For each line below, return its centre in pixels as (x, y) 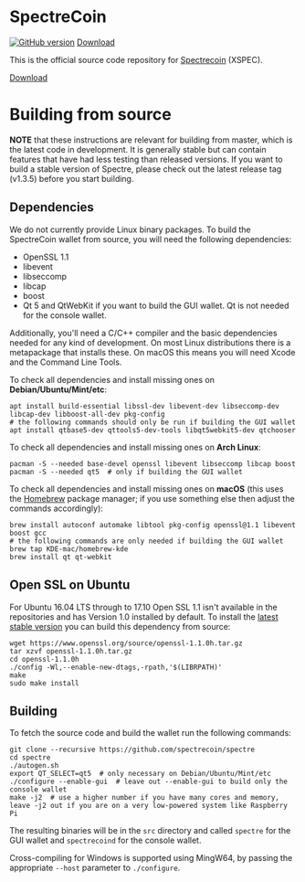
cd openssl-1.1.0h (44, 659)
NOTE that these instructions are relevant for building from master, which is (151, 140)
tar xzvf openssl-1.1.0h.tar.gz (71, 651)
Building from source (90, 115)
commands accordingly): (56, 508)
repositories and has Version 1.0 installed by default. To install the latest (144, 616)
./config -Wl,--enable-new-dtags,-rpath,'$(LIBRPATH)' (116, 667)
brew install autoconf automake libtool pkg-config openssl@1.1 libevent (153, 525)
